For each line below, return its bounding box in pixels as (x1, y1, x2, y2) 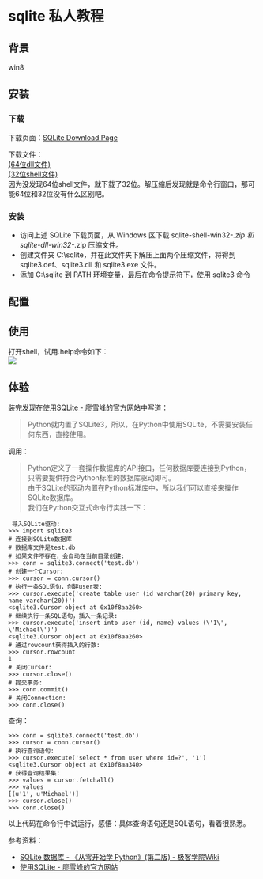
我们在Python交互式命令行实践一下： (27, 503, 148, 512)
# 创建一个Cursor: (8, 567, 64, 575)
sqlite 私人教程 (8, 7, 104, 25)
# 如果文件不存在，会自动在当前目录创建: (8, 552, 125, 560)
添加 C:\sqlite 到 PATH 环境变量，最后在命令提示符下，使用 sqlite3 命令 (19, 270, 250, 279)
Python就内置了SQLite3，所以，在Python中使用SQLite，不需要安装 (27, 420, 246, 429)
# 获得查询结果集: (8, 769, 61, 777)
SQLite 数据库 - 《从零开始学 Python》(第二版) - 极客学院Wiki (19, 852, 220, 862)
